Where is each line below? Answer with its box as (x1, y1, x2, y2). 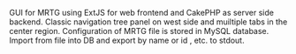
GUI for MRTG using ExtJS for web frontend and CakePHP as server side (9, 8, 274, 17)
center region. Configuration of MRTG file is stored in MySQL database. (9, 26, 269, 36)
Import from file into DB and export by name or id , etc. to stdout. (9, 35, 245, 45)
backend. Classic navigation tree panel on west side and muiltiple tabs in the (9, 17, 288, 27)
